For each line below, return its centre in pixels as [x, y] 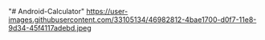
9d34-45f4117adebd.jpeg [50, 28]
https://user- [107, 11]
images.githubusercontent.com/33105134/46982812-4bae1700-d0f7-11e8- [132, 20]
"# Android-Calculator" [47, 11]
